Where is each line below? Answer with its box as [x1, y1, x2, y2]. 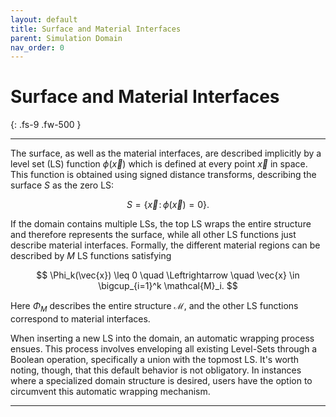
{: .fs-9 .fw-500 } [10, 119, 82, 131]
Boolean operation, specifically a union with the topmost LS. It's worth [10, 353, 300, 365]
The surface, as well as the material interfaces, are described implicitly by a [10, 147, 322, 160]
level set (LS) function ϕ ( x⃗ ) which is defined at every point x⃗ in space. [10, 158, 308, 170]
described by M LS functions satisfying [10, 250, 172, 262]
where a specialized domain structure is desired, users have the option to [10, 374, 313, 386]
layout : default [10, 14, 78, 25]
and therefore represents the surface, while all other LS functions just [10, 229, 297, 241]
